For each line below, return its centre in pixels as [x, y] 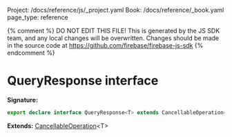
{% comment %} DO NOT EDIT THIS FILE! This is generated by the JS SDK [114, 31]
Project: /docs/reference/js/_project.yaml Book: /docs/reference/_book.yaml [116, 10]
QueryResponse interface [83, 81]
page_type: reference [38, 17]
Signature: [22, 100]
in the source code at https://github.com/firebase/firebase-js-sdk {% [105, 45]
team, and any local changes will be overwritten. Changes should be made [113, 38]
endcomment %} [31, 53]
